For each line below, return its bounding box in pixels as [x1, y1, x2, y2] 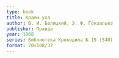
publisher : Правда [6, 25, 53, 32]
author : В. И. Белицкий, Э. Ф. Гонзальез [6, 20, 114, 26]
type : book [6, 8, 34, 15]
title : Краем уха [6, 14, 51, 21]
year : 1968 [6, 31, 34, 37]
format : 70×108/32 [6, 43, 53, 49]
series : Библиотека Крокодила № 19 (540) [6, 37, 114, 43]
